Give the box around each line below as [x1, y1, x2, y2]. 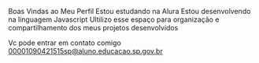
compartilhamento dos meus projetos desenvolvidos [8, 23, 179, 32]
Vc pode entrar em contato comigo [8, 38, 122, 47]
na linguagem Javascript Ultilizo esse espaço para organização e [8, 15, 220, 24]
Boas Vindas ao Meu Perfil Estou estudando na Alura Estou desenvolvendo [8, 7, 251, 16]
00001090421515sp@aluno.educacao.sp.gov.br [8, 47, 163, 55]
